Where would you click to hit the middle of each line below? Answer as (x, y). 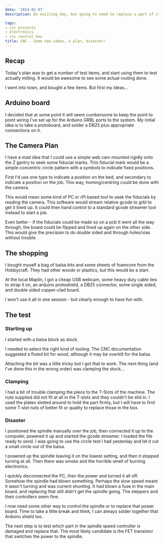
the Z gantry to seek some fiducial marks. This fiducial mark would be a (77, 162)
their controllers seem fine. (32, 497)
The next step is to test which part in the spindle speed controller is (73, 526)
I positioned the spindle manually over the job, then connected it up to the (79, 431)
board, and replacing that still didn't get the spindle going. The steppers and (82, 492)
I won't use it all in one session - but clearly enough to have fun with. (74, 299)
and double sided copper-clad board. (43, 290)
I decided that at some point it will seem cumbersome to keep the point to (79, 114)
